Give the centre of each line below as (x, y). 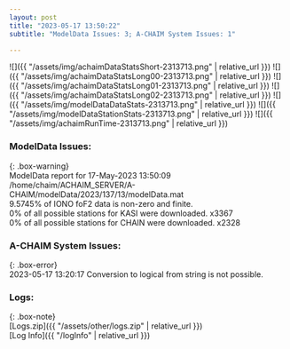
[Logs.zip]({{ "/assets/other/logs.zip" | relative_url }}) (106, 326)
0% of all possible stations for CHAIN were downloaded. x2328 (125, 222)
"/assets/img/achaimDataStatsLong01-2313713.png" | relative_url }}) (145, 86)
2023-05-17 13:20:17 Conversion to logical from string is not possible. (136, 274)
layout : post (33, 17)
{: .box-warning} (39, 166)
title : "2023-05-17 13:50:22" (65, 26)
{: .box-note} (32, 317)
